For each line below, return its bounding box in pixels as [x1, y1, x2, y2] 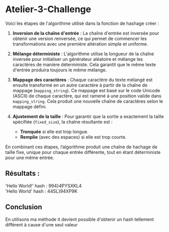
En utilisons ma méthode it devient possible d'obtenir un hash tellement [5, 216, 154, 222]
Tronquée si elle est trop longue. [20, 128, 89, 135]
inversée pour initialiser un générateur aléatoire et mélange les [12, 56, 143, 62]
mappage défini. [12, 103, 47, 109]
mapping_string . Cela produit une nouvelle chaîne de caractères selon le [12, 98, 163, 104]
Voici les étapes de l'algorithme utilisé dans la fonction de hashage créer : [5, 20, 159, 26]
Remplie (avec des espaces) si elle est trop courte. [20, 134, 126, 140]
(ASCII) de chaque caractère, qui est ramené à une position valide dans [12, 93, 162, 99]
